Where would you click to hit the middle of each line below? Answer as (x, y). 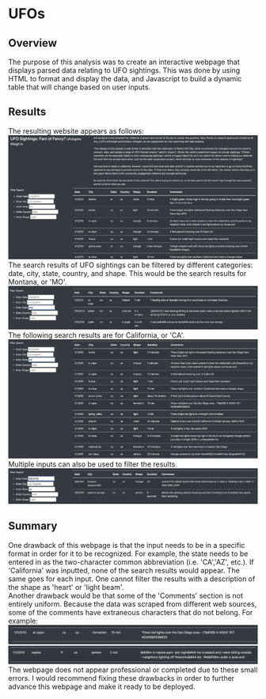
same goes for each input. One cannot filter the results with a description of (132, 579)
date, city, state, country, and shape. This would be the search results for (127, 274)
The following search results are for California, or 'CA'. (96, 335)
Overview (33, 43)
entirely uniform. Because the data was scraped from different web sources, (133, 604)
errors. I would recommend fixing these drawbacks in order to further (122, 678)
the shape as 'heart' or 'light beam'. (66, 587)
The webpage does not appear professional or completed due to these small (133, 670)
